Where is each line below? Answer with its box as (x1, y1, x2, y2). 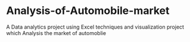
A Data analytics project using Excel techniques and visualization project (6, 23, 185, 30)
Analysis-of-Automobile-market (6, 4, 170, 17)
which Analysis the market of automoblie (6, 29, 106, 36)
